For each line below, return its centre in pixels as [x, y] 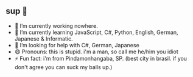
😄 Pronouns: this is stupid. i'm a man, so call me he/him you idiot [96, 52]
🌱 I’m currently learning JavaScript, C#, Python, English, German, [96, 32]
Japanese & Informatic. [44, 38]
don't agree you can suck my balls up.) [63, 67]
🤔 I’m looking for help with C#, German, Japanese [77, 45]
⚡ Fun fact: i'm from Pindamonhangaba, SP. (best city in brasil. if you [100, 58]
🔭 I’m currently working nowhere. [56, 25]
